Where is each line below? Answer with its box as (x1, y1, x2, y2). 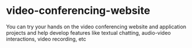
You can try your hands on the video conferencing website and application (6, 23, 187, 30)
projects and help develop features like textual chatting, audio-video (6, 29, 171, 36)
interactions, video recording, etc (6, 35, 86, 42)
